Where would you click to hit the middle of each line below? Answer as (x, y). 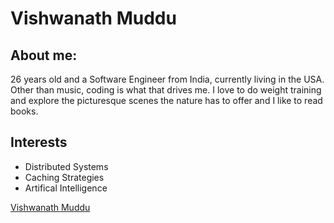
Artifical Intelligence (66, 188)
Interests (39, 142)
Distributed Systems (66, 166)
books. (24, 111)
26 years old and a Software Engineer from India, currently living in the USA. (167, 79)
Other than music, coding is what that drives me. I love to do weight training (166, 90)
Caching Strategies (64, 177)
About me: (44, 55)
